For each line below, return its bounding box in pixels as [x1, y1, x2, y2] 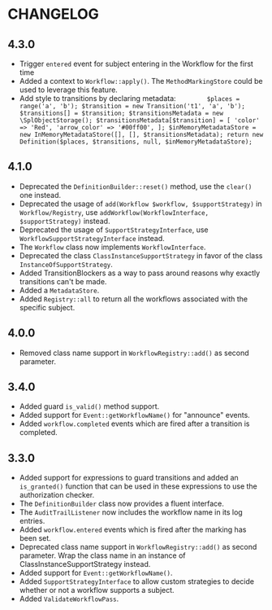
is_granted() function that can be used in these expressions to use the [19, 481, 257, 491]
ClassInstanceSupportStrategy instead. [19, 560, 151, 569]
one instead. [19, 190, 62, 200]
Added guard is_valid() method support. [19, 402, 160, 411]
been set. [19, 533, 52, 543]
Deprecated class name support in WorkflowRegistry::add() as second [19, 542, 257, 552]
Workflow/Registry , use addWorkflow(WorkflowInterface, [19, 207, 209, 217]
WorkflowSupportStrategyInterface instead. [19, 233, 166, 243]
